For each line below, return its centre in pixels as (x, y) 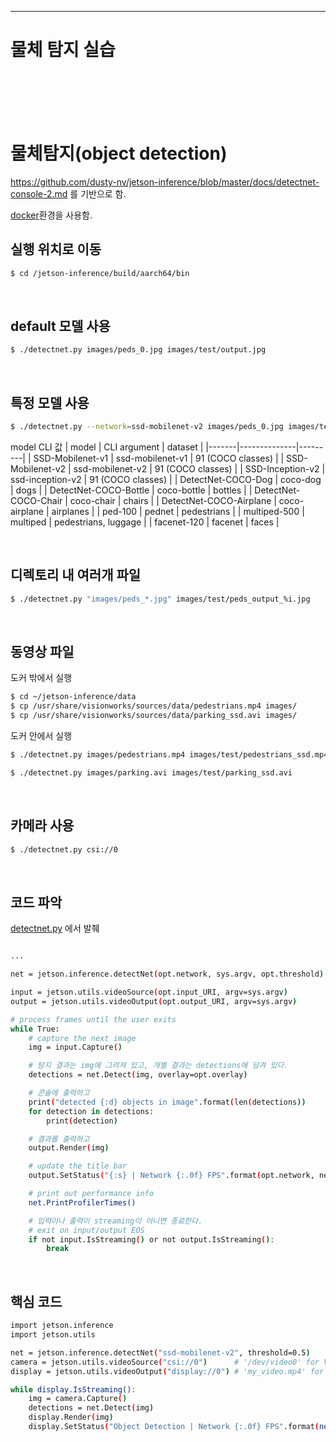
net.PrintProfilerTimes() (82, 1202)
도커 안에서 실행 (41, 736)
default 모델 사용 (60, 326)
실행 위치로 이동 (56, 249)
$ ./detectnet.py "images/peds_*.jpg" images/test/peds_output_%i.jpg (160, 599)
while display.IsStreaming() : (73, 1389)
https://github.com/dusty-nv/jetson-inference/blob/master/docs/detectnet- (165, 182)
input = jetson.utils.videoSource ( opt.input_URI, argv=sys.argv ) (149, 992)
